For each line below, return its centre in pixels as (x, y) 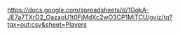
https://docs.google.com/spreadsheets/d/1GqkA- (78, 10)
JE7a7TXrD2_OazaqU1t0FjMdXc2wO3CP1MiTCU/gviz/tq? (90, 17)
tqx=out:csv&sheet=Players (47, 24)
